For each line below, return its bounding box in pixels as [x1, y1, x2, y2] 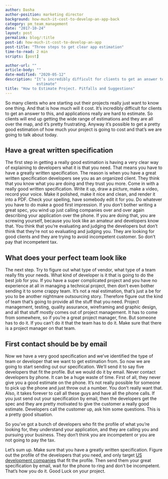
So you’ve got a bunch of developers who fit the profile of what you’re [5, 421, 150, 427]
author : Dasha [5, 7, 35, 12]
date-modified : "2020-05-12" [5, 72, 66, 77]
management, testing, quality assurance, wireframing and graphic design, [5, 304, 157, 310]
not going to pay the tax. [5, 437, 56, 443]
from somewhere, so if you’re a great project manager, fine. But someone [5, 314, 156, 320]
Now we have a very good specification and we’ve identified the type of [5, 353, 153, 359]
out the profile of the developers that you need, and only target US [5, 452, 142, 458]
